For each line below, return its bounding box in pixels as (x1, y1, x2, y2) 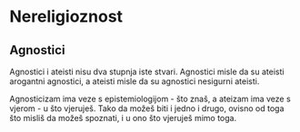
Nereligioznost (9, 6, 124, 27)
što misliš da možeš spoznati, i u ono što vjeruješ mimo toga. (9, 113, 237, 123)
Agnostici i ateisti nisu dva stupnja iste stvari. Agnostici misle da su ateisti (9, 66, 285, 77)
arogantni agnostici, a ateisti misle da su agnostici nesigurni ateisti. (9, 76, 260, 87)
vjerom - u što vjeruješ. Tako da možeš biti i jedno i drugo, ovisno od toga (9, 103, 285, 114)
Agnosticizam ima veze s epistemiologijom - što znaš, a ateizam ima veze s (9, 93, 291, 104)
